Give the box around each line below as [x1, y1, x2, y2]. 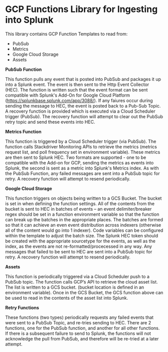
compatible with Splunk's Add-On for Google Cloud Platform [5, 92, 130, 98]
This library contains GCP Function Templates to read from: [5, 31, 128, 37]
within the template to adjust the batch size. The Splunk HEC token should [5, 232, 158, 238]
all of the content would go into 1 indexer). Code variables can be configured [5, 227, 163, 233]
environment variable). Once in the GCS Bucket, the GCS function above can [5, 289, 163, 295]
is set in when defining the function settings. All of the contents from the [5, 200, 154, 207]
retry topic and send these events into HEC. [5, 119, 95, 125]
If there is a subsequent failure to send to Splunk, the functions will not [5, 330, 151, 336]
